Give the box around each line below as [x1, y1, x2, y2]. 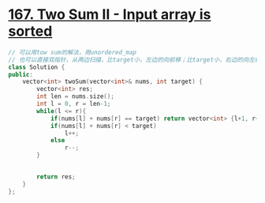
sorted [8, 22, 53, 40]
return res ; [36, 172, 77, 181]
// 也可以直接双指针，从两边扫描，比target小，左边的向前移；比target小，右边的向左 [8, 55, 255, 64]
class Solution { [8, 63, 65, 71]
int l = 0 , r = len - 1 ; [36, 100, 111, 108]
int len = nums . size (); [36, 92, 114, 100]
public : [8, 70, 34, 78]
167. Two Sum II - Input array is [8, 6, 211, 24]
